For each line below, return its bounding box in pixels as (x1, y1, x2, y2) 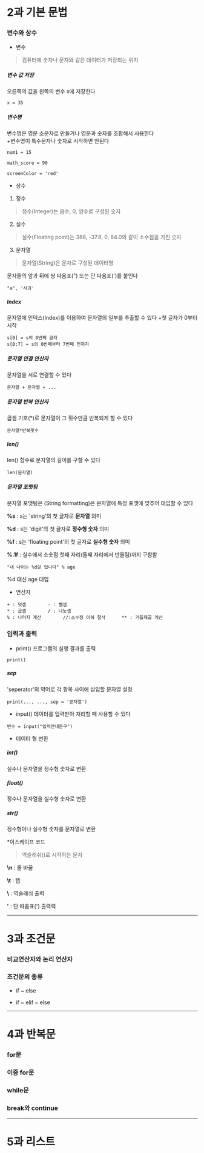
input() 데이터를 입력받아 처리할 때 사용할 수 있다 (15, 710, 131, 718)
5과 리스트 (7, 1135, 56, 1149)
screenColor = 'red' (7, 171, 59, 177)
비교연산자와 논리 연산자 (7, 955, 73, 963)
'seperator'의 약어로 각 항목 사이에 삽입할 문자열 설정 (7, 686, 133, 693)
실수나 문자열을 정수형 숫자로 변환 (7, 765, 87, 772)
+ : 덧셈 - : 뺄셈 (7, 602, 67, 608)
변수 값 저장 (7, 71, 35, 79)
